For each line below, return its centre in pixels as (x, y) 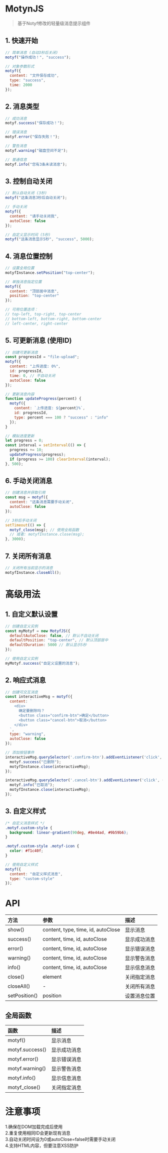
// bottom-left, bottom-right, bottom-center (53, 319)
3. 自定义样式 (25, 811)
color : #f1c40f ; (26, 851)
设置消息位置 (140, 996)
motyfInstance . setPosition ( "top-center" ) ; (50, 273)
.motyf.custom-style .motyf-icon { (42, 846)
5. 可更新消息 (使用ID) (38, 340)
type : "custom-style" (32, 879)
